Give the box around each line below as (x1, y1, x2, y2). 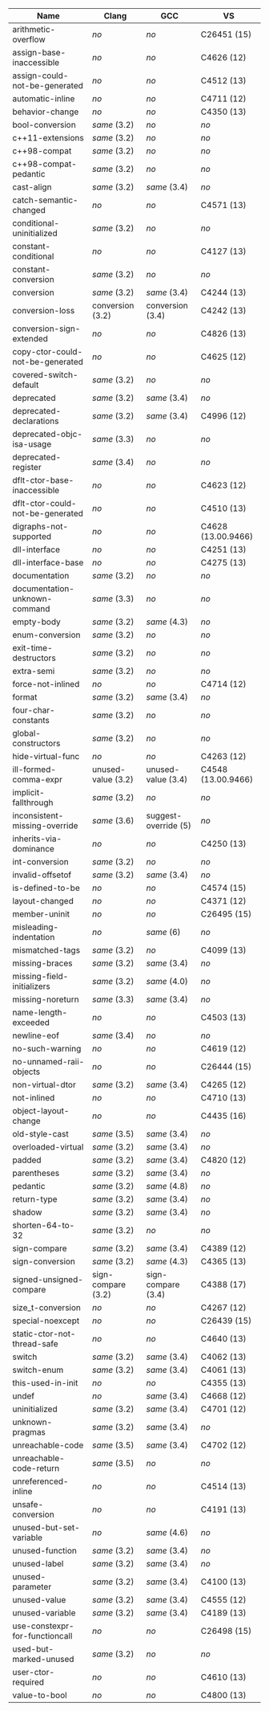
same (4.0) (146, 976, 188, 986)
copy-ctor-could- (12, 346, 83, 357)
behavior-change (12, 106, 79, 117)
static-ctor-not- (12, 1329, 76, 1339)
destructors (12, 652, 56, 664)
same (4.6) (146, 1527, 188, 1537)
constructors (12, 738, 61, 749)
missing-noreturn (12, 994, 79, 1005)
